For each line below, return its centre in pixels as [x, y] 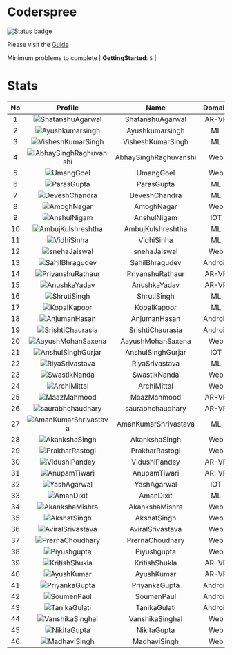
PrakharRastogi [156, 451]
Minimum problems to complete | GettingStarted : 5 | [82, 58]
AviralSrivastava [156, 529]
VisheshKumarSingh [156, 141]
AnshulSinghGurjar [156, 352]
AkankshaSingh [156, 439]
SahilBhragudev [156, 262]
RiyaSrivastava [156, 363]
